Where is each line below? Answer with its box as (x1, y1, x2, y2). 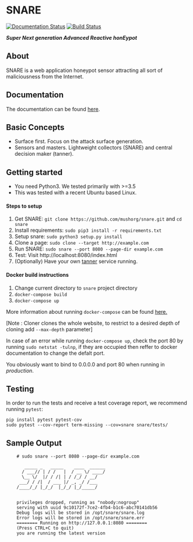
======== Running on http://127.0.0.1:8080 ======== (16, 520, 148, 526)
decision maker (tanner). (14, 150, 74, 157)
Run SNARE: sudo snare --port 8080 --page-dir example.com (14, 245, 163, 252)
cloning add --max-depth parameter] (6, 325, 93, 332)
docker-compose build (14, 291, 67, 297)
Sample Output (6, 438, 62, 448)
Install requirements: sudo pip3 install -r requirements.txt (14, 227, 162, 234)
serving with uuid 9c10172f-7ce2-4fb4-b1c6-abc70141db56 (16, 505, 158, 511)
